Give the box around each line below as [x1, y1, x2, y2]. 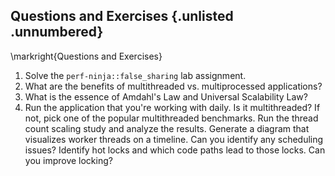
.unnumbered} [10, 24, 104, 41]
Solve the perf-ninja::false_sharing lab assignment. [24, 69, 247, 81]
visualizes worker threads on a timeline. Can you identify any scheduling [24, 133, 324, 145]
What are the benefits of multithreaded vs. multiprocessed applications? [24, 80, 323, 92]
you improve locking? [24, 154, 113, 166]
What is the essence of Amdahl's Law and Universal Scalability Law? [24, 90, 308, 103]
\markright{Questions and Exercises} [10, 50, 163, 62]
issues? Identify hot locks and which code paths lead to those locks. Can [24, 144, 326, 156]
